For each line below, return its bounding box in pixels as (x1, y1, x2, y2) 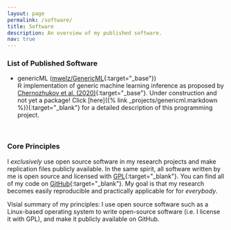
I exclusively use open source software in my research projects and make (7, 157, 216, 166)
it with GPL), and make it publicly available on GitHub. (7, 215, 160, 223)
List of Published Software (7, 59, 98, 68)
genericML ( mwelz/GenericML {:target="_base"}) (17, 74, 157, 83)
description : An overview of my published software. (7, 29, 163, 37)
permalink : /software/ (7, 17, 73, 23)
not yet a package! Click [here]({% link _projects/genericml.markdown (17, 96, 218, 104)
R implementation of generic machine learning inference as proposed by (17, 82, 225, 90)
